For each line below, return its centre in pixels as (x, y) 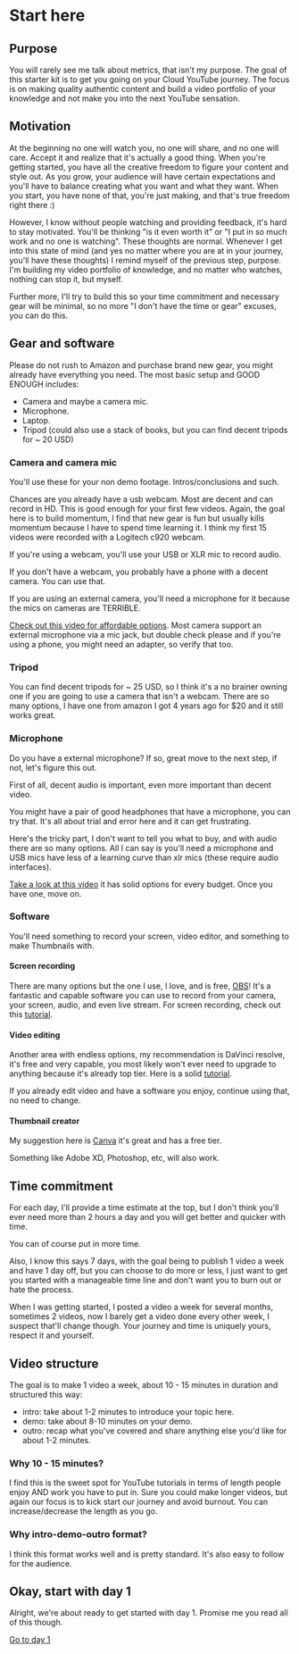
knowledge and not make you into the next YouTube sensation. (125, 98)
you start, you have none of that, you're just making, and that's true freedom (149, 195)
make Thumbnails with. (52, 945)
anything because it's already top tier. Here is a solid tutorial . (120, 1073)
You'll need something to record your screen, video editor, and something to (149, 936)
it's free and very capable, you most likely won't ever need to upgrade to (143, 1065)
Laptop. (36, 420)
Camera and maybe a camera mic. (85, 401)
